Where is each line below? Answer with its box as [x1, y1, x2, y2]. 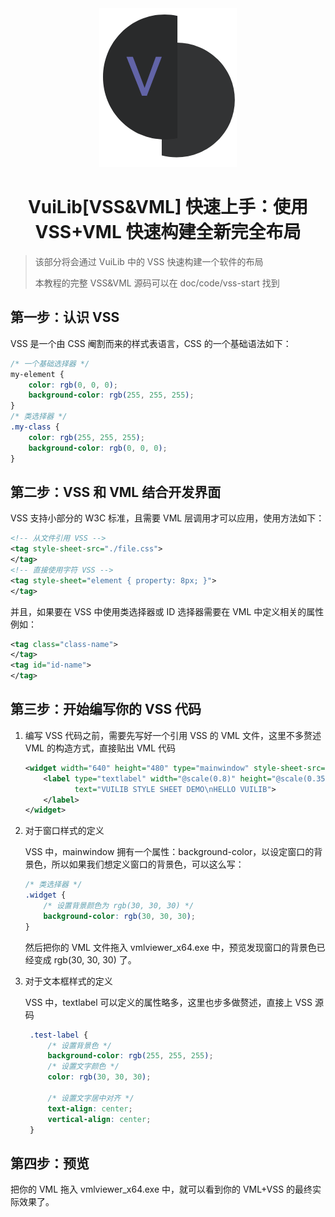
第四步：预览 [10, 1155, 90, 1172]
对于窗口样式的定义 [24, 825, 105, 837]
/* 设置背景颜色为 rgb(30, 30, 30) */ [43, 901, 195, 911]
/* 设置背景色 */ [47, 1040, 112, 1051]
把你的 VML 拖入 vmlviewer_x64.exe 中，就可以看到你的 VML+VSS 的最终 [10, 1183, 313, 1196]
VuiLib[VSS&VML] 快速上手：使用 [27, 196, 309, 219]
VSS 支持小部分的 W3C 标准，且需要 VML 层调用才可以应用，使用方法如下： [10, 512, 325, 524]
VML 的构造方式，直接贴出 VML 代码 [24, 742, 177, 754]
